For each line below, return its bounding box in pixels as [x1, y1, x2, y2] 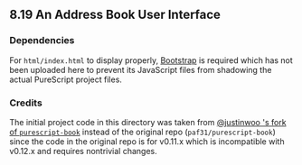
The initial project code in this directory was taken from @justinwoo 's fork [9, 116, 287, 127]
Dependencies [9, 34, 75, 47]
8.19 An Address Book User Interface [9, 7, 222, 23]
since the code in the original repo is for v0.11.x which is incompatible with [9, 135, 285, 147]
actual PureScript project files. [9, 74, 122, 85]
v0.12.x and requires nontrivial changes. [9, 145, 157, 156]
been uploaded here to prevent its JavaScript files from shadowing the [9, 64, 272, 75]
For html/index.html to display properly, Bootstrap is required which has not [9, 54, 294, 66]
